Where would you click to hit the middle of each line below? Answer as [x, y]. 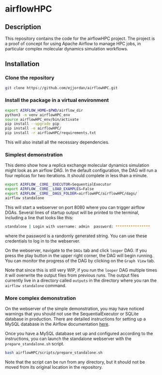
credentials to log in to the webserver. [43, 241]
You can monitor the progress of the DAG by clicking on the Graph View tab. [80, 261]
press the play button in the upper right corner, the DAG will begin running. [79, 255]
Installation [22, 64]
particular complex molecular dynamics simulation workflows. [66, 49]
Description [23, 27]
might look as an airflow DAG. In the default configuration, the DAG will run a [81, 170]
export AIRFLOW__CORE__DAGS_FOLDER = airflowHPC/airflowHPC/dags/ [71, 194]
